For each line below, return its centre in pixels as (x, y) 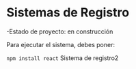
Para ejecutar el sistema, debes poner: (61, 44)
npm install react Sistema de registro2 (63, 58)
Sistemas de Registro (68, 13)
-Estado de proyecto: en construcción (60, 31)
